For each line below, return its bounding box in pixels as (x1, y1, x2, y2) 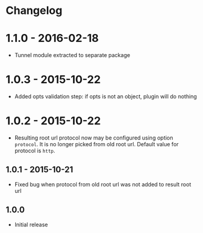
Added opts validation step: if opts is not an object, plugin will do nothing (14, 93, 197, 100)
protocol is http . (14, 147, 55, 154)
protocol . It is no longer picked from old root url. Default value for (14, 141, 179, 147)
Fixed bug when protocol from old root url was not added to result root (14, 180, 191, 188)
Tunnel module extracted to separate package (14, 52, 131, 59)
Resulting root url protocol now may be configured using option (14, 134, 174, 141)
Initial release (14, 221, 48, 228)
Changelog (5, 4, 63, 18)
